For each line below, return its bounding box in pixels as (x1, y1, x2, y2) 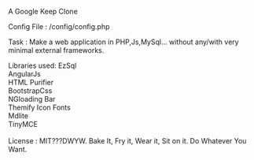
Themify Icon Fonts (8, 102, 71, 112)
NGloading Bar (8, 95, 56, 103)
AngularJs (8, 69, 41, 78)
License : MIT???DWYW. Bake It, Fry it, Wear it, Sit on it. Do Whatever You (8, 136, 247, 145)
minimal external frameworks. (8, 46, 105, 54)
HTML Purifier (8, 78, 53, 87)
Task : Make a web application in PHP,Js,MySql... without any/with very (8, 37, 239, 47)
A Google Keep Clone (8, 7, 79, 16)
